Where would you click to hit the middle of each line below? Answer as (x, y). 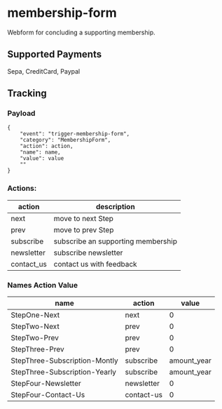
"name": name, (40, 152)
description (115, 206)
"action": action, (47, 146)
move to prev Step (84, 229)
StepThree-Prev (37, 349)
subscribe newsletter (88, 253)
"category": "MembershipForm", (65, 140)
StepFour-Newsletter (46, 384)
